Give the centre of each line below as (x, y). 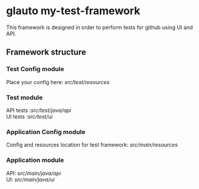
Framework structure (46, 52)
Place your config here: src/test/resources (58, 82)
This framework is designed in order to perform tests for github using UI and (99, 27)
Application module (35, 160)
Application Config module (46, 132)
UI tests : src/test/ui (29, 116)
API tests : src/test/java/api (39, 110)
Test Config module (35, 69)
